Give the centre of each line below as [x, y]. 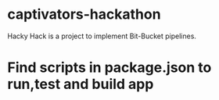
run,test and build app [81, 84]
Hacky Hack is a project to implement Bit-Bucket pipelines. [102, 36]
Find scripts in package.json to [109, 68]
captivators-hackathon [84, 14]
